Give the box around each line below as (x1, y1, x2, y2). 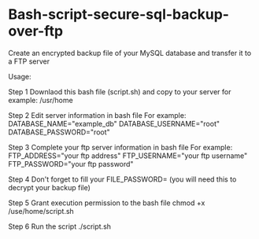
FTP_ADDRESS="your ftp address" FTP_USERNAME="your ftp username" (8, 151, 248, 160)
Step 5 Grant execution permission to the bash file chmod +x (8, 198, 205, 208)
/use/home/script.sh (8, 206, 75, 215)
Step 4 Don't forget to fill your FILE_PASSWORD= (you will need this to (8, 175, 237, 184)
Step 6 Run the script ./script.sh (8, 222, 112, 231)
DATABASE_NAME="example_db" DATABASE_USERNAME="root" (8, 119, 220, 128)
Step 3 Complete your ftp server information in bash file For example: (8, 142, 233, 152)
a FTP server (8, 57, 50, 66)
